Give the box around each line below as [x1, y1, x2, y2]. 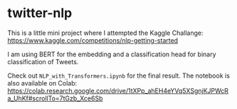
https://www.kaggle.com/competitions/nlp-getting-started [7, 36, 179, 44]
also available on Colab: [7, 78, 78, 87]
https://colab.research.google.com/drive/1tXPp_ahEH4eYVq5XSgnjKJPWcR [7, 86, 229, 95]
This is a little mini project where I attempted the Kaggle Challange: [7, 28, 204, 37]
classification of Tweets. [7, 57, 79, 66]
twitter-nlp [7, 5, 73, 21]
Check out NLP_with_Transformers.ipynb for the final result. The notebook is [7, 71, 230, 80]
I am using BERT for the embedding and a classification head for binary [7, 50, 216, 58]
